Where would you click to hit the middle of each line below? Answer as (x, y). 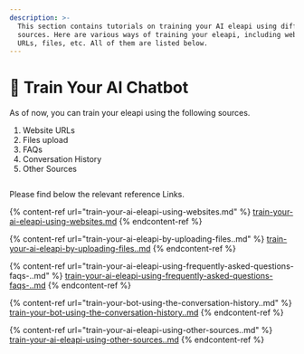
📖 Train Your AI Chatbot (99, 88)
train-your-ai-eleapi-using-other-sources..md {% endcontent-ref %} (137, 340)
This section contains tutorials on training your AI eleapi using (147, 26)
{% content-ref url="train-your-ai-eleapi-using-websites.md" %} (130, 212)
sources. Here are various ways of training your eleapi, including (149, 34)
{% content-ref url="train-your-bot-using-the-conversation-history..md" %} (151, 303)
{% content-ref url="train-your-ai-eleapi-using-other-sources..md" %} (141, 330)
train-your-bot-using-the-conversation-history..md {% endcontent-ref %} (147, 312)
